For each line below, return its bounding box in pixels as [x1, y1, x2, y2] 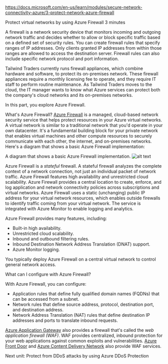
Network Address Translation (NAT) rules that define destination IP [12, 312, 150, 318]
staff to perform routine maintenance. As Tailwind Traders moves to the [5, 81, 152, 87]
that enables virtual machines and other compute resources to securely [5, 133, 152, 139]
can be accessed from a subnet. [12, 296, 79, 302]
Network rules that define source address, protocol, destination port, [12, 301, 154, 307]
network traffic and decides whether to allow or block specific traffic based [5, 35, 160, 40]
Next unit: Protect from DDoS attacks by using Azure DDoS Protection [5, 353, 149, 358]
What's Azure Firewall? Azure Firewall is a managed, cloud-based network [5, 111, 158, 117]
